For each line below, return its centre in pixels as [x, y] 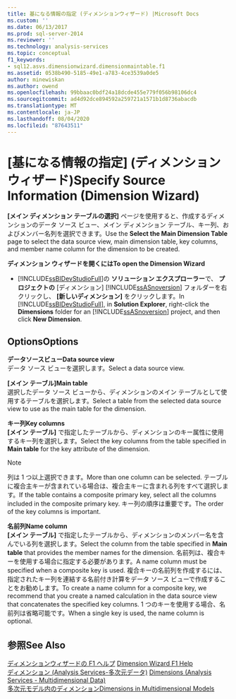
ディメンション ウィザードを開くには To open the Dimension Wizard [106, 264]
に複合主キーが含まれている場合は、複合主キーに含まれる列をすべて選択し [115, 486]
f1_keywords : [26, 60]
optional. [20, 621]
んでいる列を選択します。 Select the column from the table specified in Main [117, 544]
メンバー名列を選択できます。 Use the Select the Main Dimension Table [123, 234]
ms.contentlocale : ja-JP [44, 112]
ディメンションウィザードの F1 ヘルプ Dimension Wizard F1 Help [100, 664]
